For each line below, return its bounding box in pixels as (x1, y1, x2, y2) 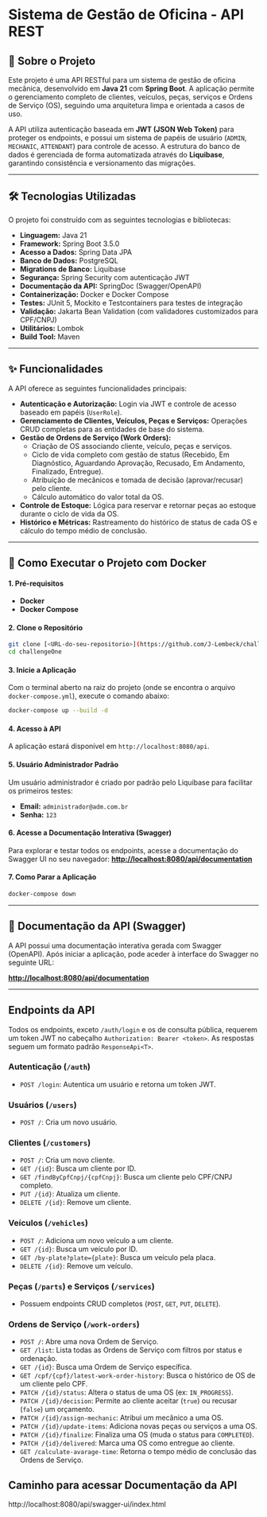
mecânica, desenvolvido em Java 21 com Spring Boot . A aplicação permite (8, 84, 255, 93)
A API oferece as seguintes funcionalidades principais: (8, 384, 188, 393)
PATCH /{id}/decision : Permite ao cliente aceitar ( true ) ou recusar (19, 1396, 238, 1406)
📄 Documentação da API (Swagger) (8, 919, 187, 933)
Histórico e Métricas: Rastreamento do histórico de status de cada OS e (19, 517, 257, 527)
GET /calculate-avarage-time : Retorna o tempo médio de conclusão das (19, 1447, 257, 1457)
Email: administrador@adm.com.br (19, 801, 129, 811)
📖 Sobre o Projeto (8, 54, 96, 68)
